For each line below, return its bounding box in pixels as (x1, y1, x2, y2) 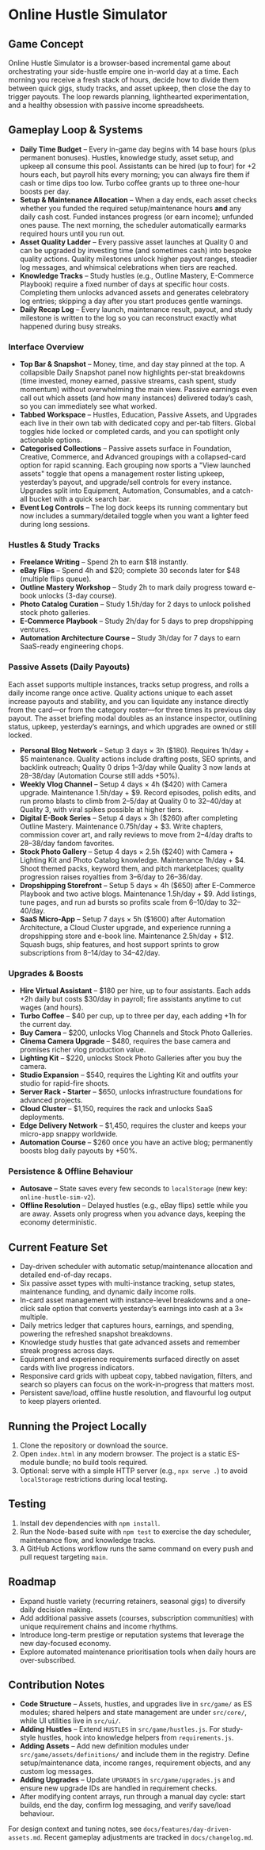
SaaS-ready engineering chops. (19, 641, 124, 652)
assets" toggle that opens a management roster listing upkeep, (19, 469, 225, 479)
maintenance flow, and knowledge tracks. (19, 1535, 156, 1544)
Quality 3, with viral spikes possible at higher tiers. (19, 804, 184, 814)
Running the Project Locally (8, 1419, 147, 1433)
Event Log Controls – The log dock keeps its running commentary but (19, 502, 248, 513)
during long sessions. (19, 520, 90, 529)
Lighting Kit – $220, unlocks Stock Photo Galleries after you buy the (19, 1053, 243, 1063)
